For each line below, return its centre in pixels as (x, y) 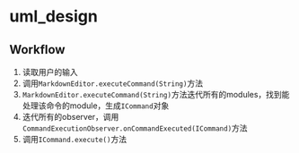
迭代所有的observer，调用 (70, 117)
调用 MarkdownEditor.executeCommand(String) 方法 (113, 83)
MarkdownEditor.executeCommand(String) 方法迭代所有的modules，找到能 (156, 94)
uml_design (54, 17)
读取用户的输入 (50, 72)
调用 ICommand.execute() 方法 (75, 139)
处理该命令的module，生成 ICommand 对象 (96, 106)
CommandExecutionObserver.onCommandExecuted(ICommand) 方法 (135, 128)
